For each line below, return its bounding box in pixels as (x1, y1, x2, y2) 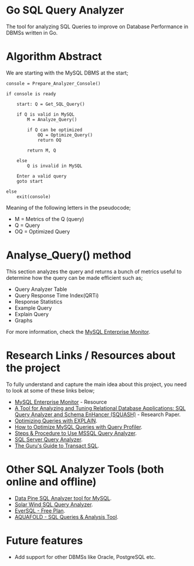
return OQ (37, 137, 62, 143)
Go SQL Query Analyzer (6, 4, 124, 17)
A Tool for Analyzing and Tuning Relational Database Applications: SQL (14, 404, 186, 411)
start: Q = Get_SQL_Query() (16, 101, 85, 107)
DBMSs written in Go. (6, 29, 58, 36)
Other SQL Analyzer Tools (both (6, 463, 164, 476)
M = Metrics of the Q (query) (14, 215, 84, 222)
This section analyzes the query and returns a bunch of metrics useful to (6, 268, 182, 275)
